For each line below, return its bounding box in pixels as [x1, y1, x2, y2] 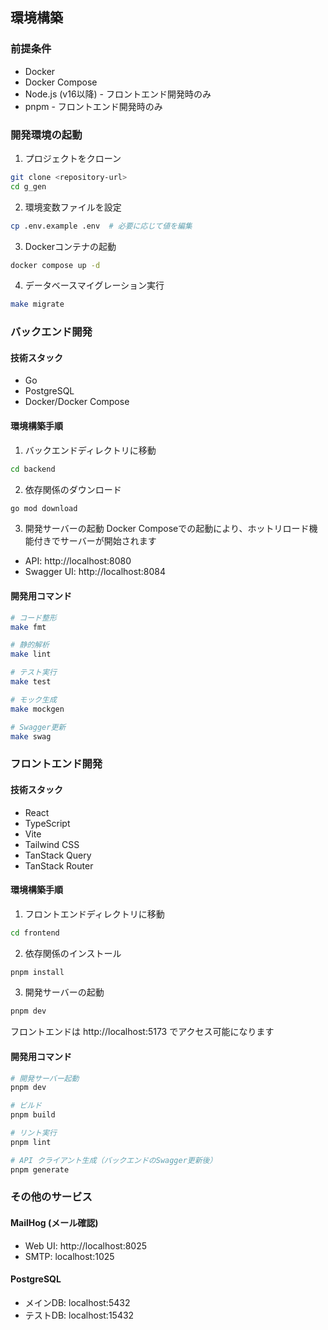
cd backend [10, 464, 56, 474]
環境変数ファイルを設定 [24, 201, 122, 213]
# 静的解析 [10, 640, 50, 650]
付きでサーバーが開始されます [33, 535, 157, 547]
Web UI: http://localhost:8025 [24, 1239, 148, 1252]
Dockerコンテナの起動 [24, 240, 117, 252]
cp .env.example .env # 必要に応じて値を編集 [10, 221, 193, 231]
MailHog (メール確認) [10, 1217, 99, 1229]
